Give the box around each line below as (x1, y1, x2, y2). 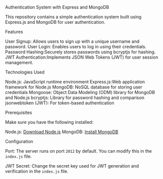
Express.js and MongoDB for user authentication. (5, 19, 106, 25)
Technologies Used (5, 69, 45, 75)
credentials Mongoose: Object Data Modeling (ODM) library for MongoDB (5, 89, 155, 95)
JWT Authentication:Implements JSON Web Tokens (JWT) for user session (5, 54, 159, 60)
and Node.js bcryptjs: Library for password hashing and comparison (5, 94, 145, 100)
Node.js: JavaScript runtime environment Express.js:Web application (5, 79, 145, 85)
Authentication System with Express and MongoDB (5, 4, 109, 10)
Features (5, 29, 23, 34)
